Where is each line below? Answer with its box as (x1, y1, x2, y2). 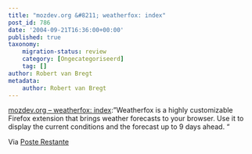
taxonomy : (8, 41, 41, 48)
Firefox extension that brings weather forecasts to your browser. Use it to (8, 114, 244, 124)
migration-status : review (22, 48, 107, 56)
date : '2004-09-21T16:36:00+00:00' (8, 26, 124, 34)
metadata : (8, 77, 41, 84)
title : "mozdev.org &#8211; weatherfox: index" (8, 11, 167, 20)
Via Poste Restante (8, 138, 69, 147)
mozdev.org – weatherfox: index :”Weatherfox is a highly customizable (8, 106, 233, 115)
